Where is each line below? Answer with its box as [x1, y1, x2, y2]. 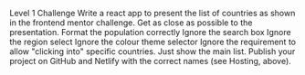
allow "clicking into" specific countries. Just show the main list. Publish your [9, 46, 296, 57]
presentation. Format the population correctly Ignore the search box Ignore [9, 27, 291, 37]
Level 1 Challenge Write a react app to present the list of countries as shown [9, 8, 296, 18]
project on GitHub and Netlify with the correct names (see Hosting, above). [9, 56, 292, 66]
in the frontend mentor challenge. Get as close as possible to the [9, 17, 253, 28]
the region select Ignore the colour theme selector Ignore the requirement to [9, 36, 297, 47]
